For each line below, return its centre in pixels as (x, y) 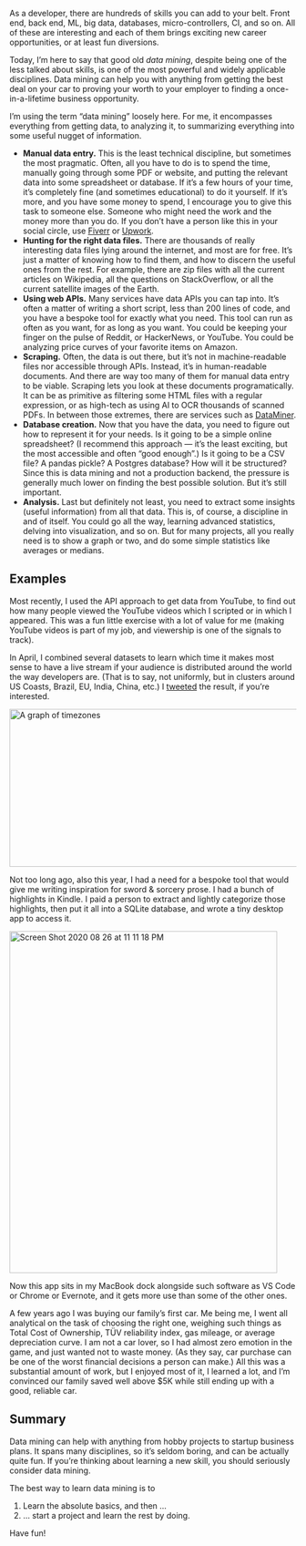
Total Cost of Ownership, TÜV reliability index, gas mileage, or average (143, 1332)
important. (42, 492)
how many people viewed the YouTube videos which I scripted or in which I (151, 611)
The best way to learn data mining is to (82, 1488)
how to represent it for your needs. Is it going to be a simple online (147, 434)
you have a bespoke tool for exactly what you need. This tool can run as (158, 318)
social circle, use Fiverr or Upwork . (88, 231)
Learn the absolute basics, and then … (94, 1505)
